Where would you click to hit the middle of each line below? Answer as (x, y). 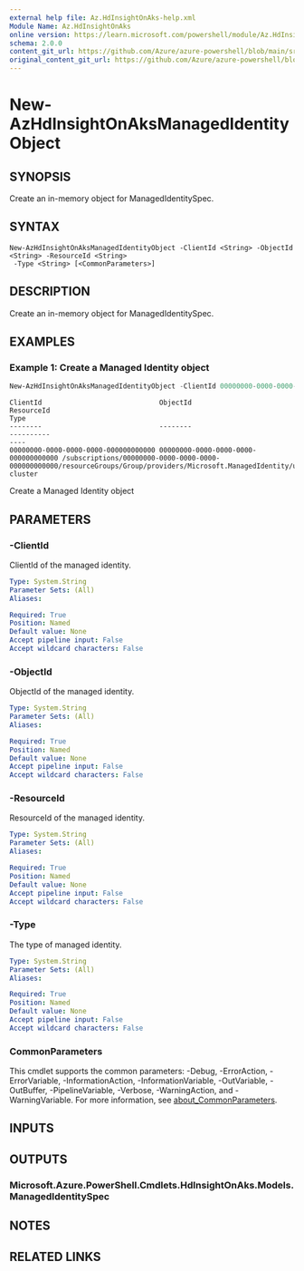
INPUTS (32, 1128)
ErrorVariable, (35, 1081)
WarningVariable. (42, 1100)
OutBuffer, (28, 1091)
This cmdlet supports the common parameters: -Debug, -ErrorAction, (139, 1072)
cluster (24, 474)
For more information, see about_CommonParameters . (176, 1100)
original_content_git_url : (60, 60)
